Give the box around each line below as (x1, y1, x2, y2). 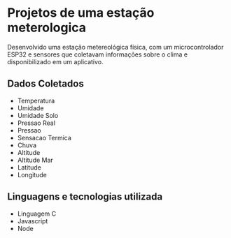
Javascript (17, 216, 48, 225)
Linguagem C (17, 209, 57, 218)
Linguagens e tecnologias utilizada (7, 191, 163, 203)
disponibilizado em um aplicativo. (7, 57, 104, 66)
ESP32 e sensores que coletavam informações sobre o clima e (7, 50, 188, 59)
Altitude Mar (17, 156, 54, 164)
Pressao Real (17, 119, 56, 127)
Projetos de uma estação (7, 5, 155, 21)
